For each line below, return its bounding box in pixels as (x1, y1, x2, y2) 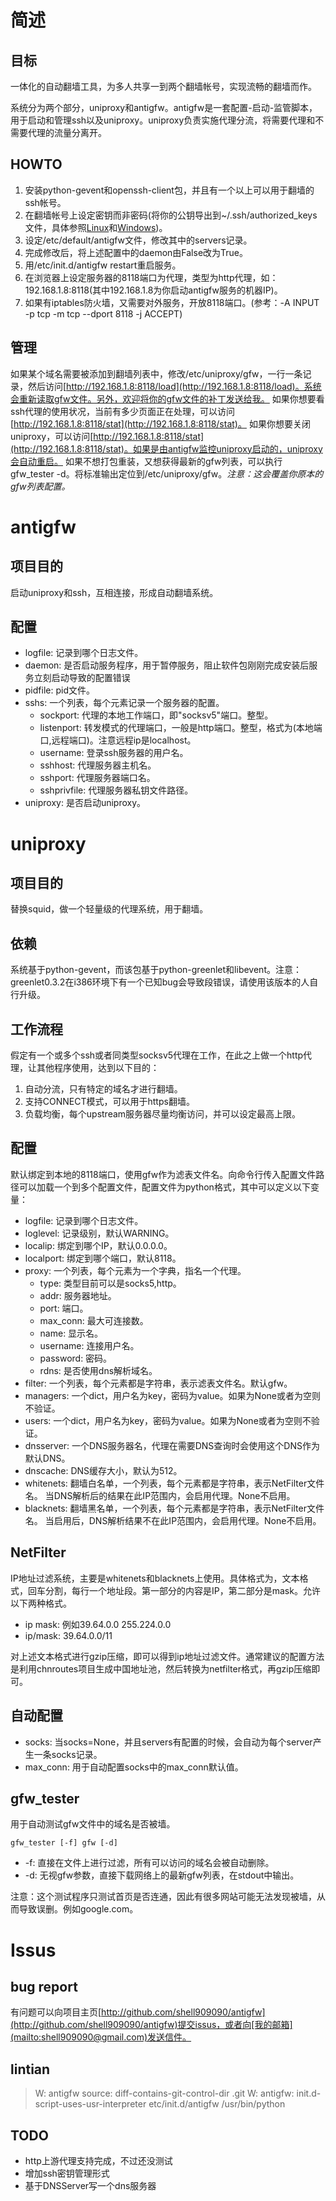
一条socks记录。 (33, 1748, 103, 1760)
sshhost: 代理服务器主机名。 (39, 759, 157, 771)
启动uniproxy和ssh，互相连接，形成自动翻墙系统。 (10, 586, 219, 598)
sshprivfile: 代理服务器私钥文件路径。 (39, 784, 194, 796)
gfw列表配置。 (10, 480, 71, 492)
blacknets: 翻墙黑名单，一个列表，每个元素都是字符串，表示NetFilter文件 (24, 1502, 325, 1514)
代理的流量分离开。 (27, 127, 107, 138)
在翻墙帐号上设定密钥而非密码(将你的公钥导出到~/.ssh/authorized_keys (24, 209, 318, 221)
